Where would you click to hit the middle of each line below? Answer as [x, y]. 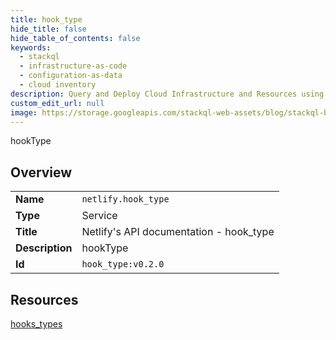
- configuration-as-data [71, 76]
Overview [41, 172]
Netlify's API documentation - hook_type [178, 232]
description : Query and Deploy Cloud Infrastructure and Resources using [167, 94]
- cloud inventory [58, 85]
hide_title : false [48, 29]
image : [24, 112]
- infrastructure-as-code [73, 66]
